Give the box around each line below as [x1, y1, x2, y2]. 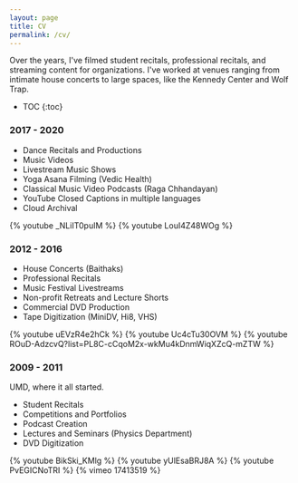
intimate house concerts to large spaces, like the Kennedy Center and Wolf [9, 74, 289, 85]
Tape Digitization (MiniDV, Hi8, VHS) [22, 311, 158, 322]
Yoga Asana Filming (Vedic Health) [22, 173, 152, 184]
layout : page [9, 13, 59, 23]
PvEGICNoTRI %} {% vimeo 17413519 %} [9, 465, 161, 476]
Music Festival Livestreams [22, 282, 124, 293]
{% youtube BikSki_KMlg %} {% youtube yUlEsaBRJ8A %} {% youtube [9, 455, 274, 467]
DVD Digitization [22, 438, 84, 449]
